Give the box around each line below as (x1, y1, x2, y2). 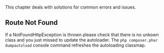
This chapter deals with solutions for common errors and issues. (5, 4, 136, 10)
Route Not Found (5, 18, 58, 27)
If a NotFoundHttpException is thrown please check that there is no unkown (5, 32, 159, 38)
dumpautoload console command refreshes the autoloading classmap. (5, 42, 146, 48)
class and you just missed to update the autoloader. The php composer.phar (5, 37, 158, 43)
